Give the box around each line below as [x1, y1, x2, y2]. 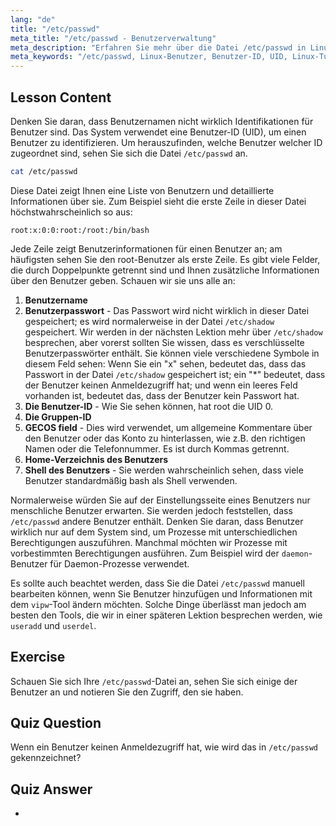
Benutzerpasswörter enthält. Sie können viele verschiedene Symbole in [24, 347, 320, 359]
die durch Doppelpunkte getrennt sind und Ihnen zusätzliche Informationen [10, 264, 320, 276]
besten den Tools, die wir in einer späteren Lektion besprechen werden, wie [10, 609, 323, 621]
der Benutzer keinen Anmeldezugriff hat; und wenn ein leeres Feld [24, 379, 298, 391]
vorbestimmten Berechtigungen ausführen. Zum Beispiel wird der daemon [10, 547, 309, 559]
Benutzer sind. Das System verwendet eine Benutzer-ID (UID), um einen [10, 126, 307, 138]
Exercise [10, 649, 66, 666]
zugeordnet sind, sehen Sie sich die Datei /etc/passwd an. [10, 147, 248, 159]
